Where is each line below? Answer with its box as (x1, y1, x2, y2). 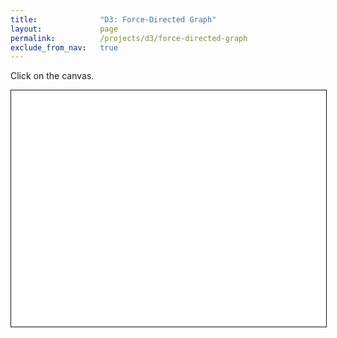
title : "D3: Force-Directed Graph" (10, 14, 217, 25)
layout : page (10, 24, 118, 34)
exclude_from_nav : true (10, 42, 118, 53)
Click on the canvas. (10, 70, 95, 82)
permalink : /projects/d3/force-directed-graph (10, 33, 248, 43)
